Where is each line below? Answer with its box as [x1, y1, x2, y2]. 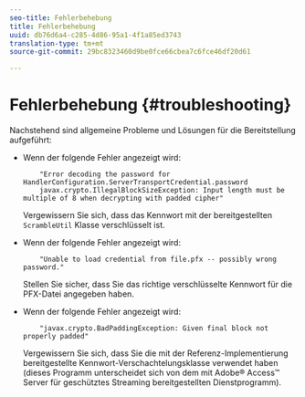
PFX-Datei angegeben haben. [22, 288, 135, 299]
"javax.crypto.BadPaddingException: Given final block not [39, 324, 269, 333]
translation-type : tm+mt [9, 38, 104, 48]
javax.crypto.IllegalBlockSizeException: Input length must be [39, 186, 285, 195]
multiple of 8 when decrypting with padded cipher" [22, 193, 224, 204]
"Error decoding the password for [39, 170, 171, 179]
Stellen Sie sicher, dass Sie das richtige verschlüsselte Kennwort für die [22, 279, 293, 290]
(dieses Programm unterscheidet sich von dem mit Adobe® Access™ [22, 367, 280, 379]
